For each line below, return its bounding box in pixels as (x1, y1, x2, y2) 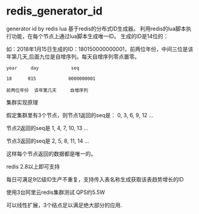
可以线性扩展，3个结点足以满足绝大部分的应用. (6, 201, 122, 209)
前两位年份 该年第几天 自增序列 (6, 87, 89, 93)
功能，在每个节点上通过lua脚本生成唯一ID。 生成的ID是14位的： (11, 32, 169, 40)
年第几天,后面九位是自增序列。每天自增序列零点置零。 (6, 53, 141, 60)
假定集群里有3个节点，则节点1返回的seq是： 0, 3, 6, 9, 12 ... (6, 111, 154, 118)
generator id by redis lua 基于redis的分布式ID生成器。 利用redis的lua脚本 (6, 25, 186, 32)
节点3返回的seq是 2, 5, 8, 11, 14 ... (6, 137, 89, 144)
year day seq (6, 65, 80, 71)
